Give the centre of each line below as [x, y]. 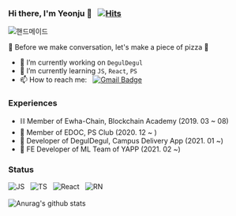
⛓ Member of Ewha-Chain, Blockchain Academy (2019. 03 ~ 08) [124, 121]
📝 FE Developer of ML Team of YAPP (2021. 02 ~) [100, 149]
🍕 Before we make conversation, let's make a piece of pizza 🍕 [109, 47]
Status [21, 169]
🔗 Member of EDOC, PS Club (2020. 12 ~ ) [88, 132]
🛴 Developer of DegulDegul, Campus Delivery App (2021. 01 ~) [121, 140]
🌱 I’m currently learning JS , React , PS [79, 71]
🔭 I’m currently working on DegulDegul [81, 62]
